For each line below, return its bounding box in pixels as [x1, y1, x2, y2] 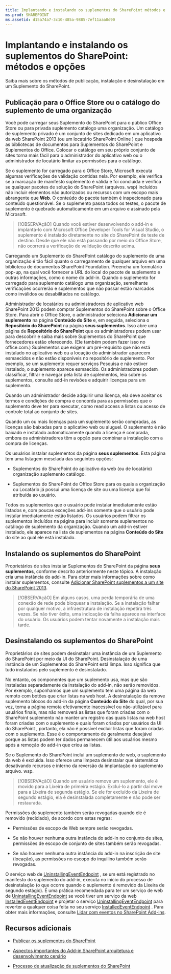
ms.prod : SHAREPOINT [5, 12, 50, 17]
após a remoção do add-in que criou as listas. [5, 742, 102, 748]
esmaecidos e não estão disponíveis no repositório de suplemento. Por [5, 355, 155, 362]
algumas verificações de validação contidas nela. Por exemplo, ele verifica [5, 173, 162, 179]
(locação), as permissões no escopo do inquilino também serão [12, 856, 147, 862]
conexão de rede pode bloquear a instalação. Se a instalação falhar [17, 600, 160, 606]
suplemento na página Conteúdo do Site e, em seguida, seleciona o [5, 317, 150, 323]
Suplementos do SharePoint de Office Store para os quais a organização [12, 481, 165, 487]
